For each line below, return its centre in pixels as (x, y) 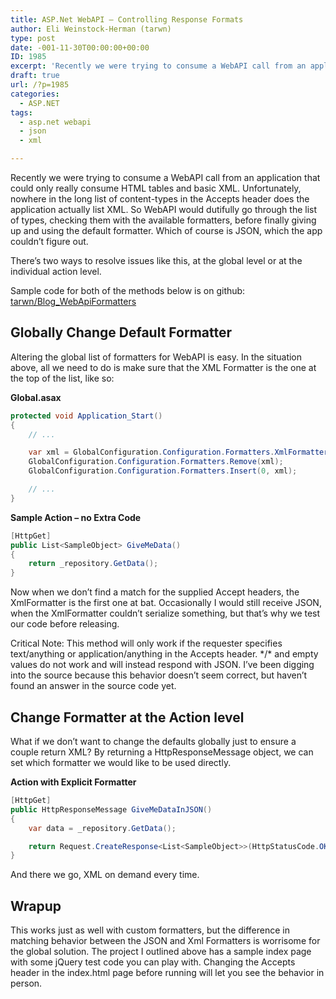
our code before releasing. (65, 624)
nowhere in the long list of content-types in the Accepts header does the (160, 199)
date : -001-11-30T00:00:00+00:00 (80, 47)
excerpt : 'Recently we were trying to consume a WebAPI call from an (158, 66)
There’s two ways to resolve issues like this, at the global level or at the (156, 260)
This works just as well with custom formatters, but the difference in (150, 930)
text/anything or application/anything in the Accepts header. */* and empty (164, 654)
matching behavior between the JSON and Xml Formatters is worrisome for (165, 941)
